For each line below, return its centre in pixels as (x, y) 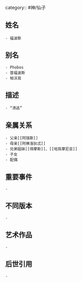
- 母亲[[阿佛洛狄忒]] (25, 144)
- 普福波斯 (15, 73)
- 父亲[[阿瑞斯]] (22, 138)
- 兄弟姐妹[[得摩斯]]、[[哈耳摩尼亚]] (42, 149)
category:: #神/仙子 (25, 7)
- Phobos (15, 67)
